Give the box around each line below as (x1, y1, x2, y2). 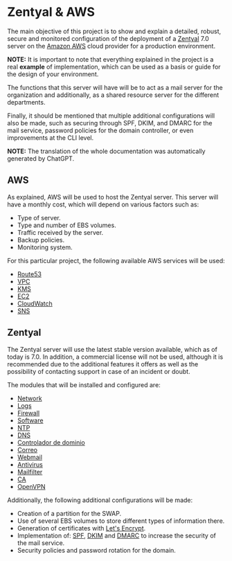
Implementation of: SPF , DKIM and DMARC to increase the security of (17, 531, 216, 540)
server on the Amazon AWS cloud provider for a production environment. (7, 42, 216, 50)
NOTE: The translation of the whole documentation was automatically (7, 147, 206, 155)
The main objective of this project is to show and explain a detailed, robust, (7, 27, 222, 35)
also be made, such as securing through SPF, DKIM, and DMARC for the (7, 118, 213, 127)
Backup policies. (17, 235, 65, 244)
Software (17, 416, 44, 425)
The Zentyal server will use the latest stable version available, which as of (7, 345, 218, 353)
